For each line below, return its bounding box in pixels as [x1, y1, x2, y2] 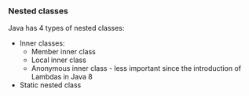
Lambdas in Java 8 [31, 72, 93, 82]
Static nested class [19, 80, 82, 90]
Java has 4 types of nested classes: [8, 24, 125, 33]
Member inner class [31, 47, 96, 57]
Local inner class [31, 55, 86, 65]
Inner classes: [19, 39, 65, 48]
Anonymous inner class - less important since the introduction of [31, 64, 242, 73]
